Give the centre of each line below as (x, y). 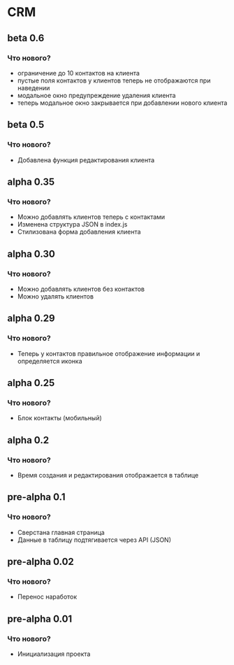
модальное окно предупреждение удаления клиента (96, 95)
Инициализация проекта (54, 654)
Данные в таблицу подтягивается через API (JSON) (94, 540)
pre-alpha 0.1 (36, 497)
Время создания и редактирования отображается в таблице (108, 475)
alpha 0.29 (31, 319)
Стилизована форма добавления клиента (79, 232)
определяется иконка (50, 361)
